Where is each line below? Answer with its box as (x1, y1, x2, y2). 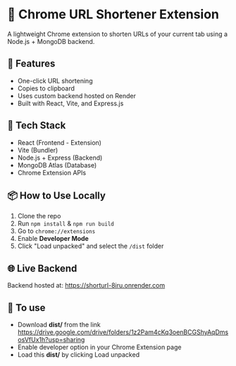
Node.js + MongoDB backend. (7, 37, 95, 45)
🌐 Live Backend (7, 262, 77, 274)
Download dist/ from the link (17, 321, 101, 329)
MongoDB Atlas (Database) (17, 160, 97, 169)
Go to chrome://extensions (17, 227, 96, 235)
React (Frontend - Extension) (17, 138, 102, 147)
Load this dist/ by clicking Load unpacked (17, 350, 139, 359)
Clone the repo (17, 212, 61, 220)
